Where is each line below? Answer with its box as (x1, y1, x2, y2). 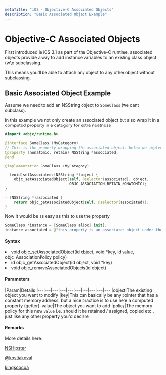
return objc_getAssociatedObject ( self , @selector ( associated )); (14, 200, 149, 205)
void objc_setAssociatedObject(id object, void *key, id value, (11, 249, 135, 255)
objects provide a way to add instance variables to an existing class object (5, 55, 157, 61)
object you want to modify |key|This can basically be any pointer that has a (5, 292, 158, 298)
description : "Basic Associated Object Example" (5, 12, 107, 17)
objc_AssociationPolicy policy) (5, 254, 67, 260)
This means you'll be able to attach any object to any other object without (5, 70, 155, 76)
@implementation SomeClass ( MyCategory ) (5, 164, 90, 168)
